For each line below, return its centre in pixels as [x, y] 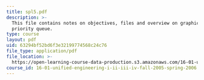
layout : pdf [21, 40]
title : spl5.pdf [27, 12]
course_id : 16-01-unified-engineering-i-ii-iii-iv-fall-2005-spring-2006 [102, 68]
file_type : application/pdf [42, 51]
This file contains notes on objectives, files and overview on [95, 23]
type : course [23, 34]
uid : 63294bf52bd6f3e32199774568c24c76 [57, 46]
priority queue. [32, 29]
